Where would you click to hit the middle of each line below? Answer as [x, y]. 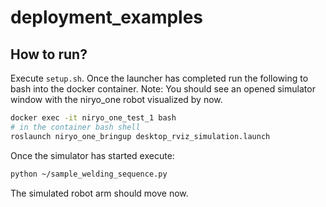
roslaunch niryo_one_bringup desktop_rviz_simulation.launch [140, 136]
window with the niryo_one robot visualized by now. [116, 99]
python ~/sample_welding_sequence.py [89, 174]
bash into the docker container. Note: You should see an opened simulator [163, 89]
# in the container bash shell [75, 127]
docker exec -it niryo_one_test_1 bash [93, 118]
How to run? [49, 54]
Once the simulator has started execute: [92, 155]
